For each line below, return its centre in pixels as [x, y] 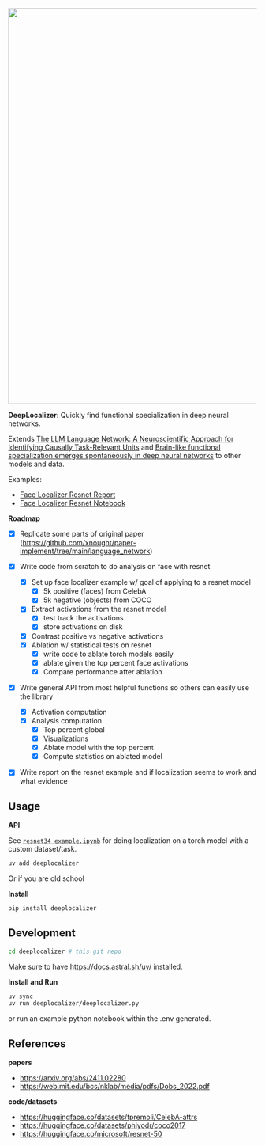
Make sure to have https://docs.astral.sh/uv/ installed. [95, 966]
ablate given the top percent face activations [116, 662]
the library [36, 696]
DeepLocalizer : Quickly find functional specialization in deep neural [118, 415]
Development [42, 933]
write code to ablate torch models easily [108, 654]
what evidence [44, 781]
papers [20, 1063]
